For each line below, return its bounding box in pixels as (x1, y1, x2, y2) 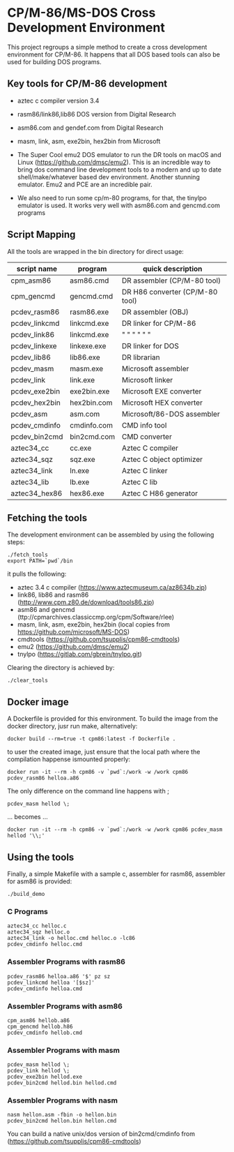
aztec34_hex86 (10, 488, 63, 498)
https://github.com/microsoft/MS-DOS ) (17, 628, 130, 636)
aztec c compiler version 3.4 (17, 96, 100, 105)
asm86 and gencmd (17, 606, 75, 614)
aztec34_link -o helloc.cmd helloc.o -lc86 (7, 935, 136, 942)
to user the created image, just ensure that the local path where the (7, 748, 201, 756)
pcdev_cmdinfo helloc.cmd (7, 941, 82, 948)
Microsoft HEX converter (121, 398, 203, 407)
